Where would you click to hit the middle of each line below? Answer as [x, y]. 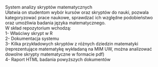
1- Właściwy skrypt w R [29, 33]
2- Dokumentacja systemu [32, 38]
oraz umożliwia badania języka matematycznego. [55, 23]
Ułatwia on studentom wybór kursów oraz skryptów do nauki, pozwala [77, 12]
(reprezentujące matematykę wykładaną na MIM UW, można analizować [79, 49]
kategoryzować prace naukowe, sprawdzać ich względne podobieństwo [79, 17]
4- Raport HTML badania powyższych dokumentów [58, 59]
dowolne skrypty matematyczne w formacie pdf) [55, 54]
